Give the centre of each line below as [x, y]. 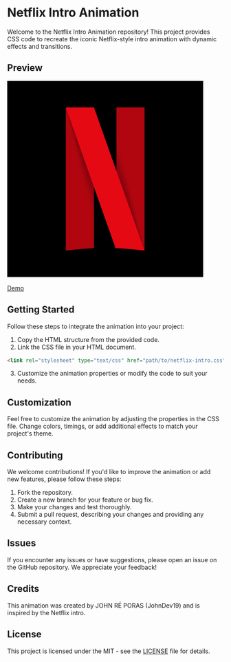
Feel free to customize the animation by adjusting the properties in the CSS [113, 419]
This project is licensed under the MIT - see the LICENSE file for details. [109, 651]
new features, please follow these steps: [64, 479]
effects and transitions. [40, 46]
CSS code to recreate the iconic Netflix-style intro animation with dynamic [112, 39]
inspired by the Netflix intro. [46, 612]
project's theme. [30, 434]
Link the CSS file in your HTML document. [76, 347]
